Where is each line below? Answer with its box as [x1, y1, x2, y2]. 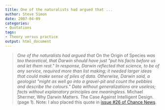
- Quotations [5, 25, 32, 30]
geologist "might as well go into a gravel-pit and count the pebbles [17, 78, 153, 84]
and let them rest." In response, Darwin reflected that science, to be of [17, 63, 160, 68]
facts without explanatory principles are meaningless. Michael [17, 88, 143, 94]
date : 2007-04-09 [5, 16, 41, 21]
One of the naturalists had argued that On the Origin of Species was [17, 52, 155, 58]
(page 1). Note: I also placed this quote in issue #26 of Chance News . [17, 99, 157, 105]
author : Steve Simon [5, 12, 47, 17]
